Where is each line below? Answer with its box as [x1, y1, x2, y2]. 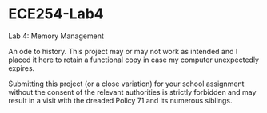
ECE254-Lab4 [8, 5, 104, 23]
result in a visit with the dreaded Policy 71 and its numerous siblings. [8, 95, 233, 105]
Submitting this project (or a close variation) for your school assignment [8, 79, 245, 88]
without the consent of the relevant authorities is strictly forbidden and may [8, 87, 257, 96]
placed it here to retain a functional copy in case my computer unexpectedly [8, 55, 260, 64]
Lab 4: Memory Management [8, 31, 104, 41]
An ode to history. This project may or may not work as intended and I [8, 46, 238, 56]
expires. [8, 63, 35, 72]
